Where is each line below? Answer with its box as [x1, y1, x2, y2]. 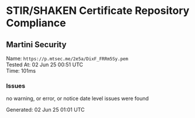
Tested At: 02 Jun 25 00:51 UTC [6, 61, 84, 68]
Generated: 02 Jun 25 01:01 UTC [6, 106, 85, 113]
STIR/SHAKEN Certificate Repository [6, 4, 190, 17]
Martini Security [6, 40, 67, 49]
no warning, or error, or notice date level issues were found [6, 95, 149, 102]
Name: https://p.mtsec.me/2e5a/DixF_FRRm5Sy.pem [6, 55, 129, 62]
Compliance [6, 16, 66, 30]
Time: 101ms [6, 67, 36, 74]
